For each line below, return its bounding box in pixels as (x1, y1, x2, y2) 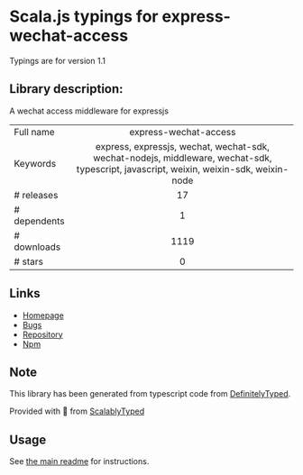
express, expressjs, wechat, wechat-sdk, (95, 140, 271, 152)
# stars (14, 255, 43, 268)
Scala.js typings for (9, 6, 159, 27)
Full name (14, 125, 56, 138)
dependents (14, 215, 65, 227)
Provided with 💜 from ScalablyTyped (9, 406, 145, 416)
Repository (22, 329, 63, 340)
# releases (14, 188, 59, 201)
